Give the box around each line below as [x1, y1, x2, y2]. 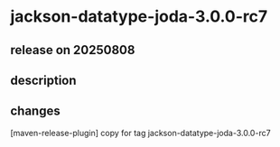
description [10, 72, 77, 87]
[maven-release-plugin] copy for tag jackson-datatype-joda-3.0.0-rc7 [10, 127, 271, 138]
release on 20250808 [10, 42, 135, 58]
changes [10, 104, 61, 119]
